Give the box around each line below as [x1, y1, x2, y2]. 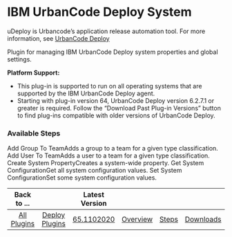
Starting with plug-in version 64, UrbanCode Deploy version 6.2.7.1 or [17, 96, 215, 104]
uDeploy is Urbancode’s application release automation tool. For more [7, 27, 206, 35]
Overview [122, 215, 153, 225]
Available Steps [7, 129, 61, 138]
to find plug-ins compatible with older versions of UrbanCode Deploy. [17, 111, 215, 120]
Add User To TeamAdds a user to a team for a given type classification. [7, 151, 211, 160]
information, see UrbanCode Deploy [7, 34, 110, 42]
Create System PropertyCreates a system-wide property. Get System [7, 159, 204, 167]
